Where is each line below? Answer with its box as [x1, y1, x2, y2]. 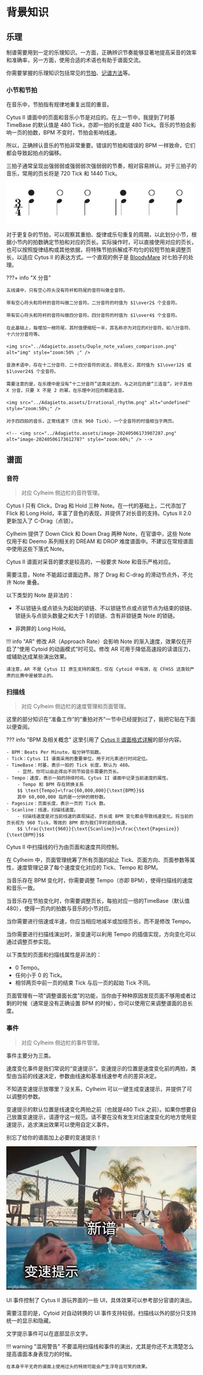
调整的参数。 [11, 1093, 43, 1100]
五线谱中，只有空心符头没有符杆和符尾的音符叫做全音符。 [6, 288, 128, 294]
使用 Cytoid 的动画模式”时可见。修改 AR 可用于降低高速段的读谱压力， [19, 645, 194, 652]
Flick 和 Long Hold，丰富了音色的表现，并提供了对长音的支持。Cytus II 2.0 [6, 509, 192, 516]
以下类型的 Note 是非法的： [6, 591, 74, 598]
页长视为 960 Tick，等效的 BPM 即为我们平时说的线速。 [6, 820, 130, 826]
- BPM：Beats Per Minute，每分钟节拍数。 [6, 749, 104, 755]
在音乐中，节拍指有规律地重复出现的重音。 [6, 101, 112, 108]
